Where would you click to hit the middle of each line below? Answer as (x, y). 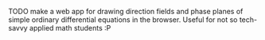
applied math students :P (70, 28)
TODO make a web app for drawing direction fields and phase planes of (126, 11)
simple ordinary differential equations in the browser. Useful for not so (123, 20)
